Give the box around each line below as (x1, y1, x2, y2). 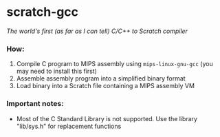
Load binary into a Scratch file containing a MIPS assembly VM (16, 82, 195, 90)
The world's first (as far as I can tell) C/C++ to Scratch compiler (6, 27, 188, 35)
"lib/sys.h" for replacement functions (16, 122, 122, 130)
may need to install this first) (16, 67, 98, 76)
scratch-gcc (6, 4, 79, 20)
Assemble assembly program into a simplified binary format (16, 74, 186, 83)
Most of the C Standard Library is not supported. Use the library (16, 114, 197, 123)
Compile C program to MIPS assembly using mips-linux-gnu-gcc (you (16, 60, 214, 68)
